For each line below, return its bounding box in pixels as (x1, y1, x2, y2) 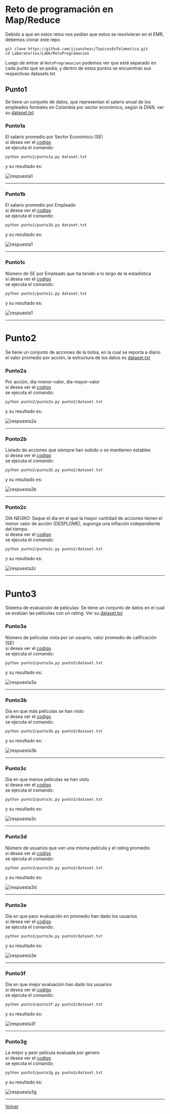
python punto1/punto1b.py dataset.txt (5, 222, 87, 228)
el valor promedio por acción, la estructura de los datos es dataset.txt (5, 354, 150, 361)
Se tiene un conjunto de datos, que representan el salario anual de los (5, 99, 151, 105)
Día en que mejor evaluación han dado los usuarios (5, 981, 112, 988)
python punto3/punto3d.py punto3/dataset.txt (5, 865, 103, 870)
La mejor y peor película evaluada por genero (5, 1050, 100, 1056)
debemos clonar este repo (5, 37, 60, 43)
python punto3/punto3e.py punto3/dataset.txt (5, 933, 103, 939)
